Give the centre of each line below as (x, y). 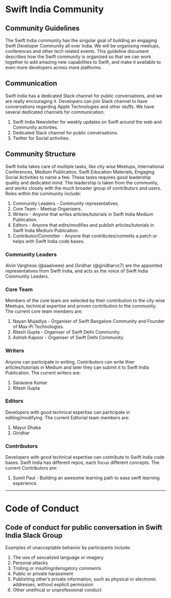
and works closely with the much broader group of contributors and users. (83, 188)
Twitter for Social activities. (41, 138)
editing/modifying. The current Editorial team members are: (67, 417)
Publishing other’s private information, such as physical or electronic (84, 579)
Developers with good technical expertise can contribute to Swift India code (85, 457)
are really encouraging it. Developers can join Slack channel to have (76, 101)
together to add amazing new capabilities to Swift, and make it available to (83, 62)
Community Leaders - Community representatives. (66, 203)
